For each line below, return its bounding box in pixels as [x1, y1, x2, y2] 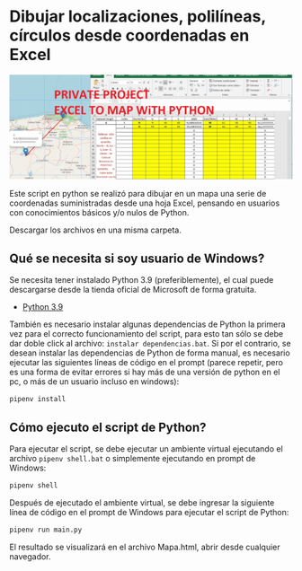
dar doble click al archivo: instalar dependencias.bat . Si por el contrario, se [9, 338, 291, 349]
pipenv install [9, 395, 67, 404]
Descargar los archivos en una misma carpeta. [9, 224, 182, 235]
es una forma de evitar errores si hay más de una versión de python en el [9, 366, 280, 378]
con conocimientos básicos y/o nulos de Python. [9, 207, 190, 218]
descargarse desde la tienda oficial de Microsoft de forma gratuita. [9, 285, 257, 295]
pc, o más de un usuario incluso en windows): [9, 376, 180, 387]
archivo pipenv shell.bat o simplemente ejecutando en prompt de [9, 452, 256, 463]
